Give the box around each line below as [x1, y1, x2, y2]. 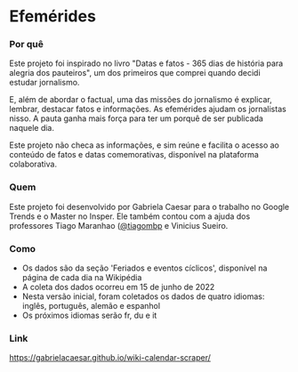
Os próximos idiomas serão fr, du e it [21, 310, 157, 321]
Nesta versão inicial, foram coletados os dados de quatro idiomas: [21, 291, 265, 302]
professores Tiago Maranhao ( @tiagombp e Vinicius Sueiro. [9, 220, 229, 230]
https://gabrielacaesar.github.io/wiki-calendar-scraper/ [9, 352, 212, 363]
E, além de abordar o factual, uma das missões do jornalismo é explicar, [9, 94, 273, 105]
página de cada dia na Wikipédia [21, 272, 142, 283]
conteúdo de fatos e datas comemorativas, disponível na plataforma [9, 150, 260, 160]
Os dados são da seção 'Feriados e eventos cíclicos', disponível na [21, 263, 268, 273]
